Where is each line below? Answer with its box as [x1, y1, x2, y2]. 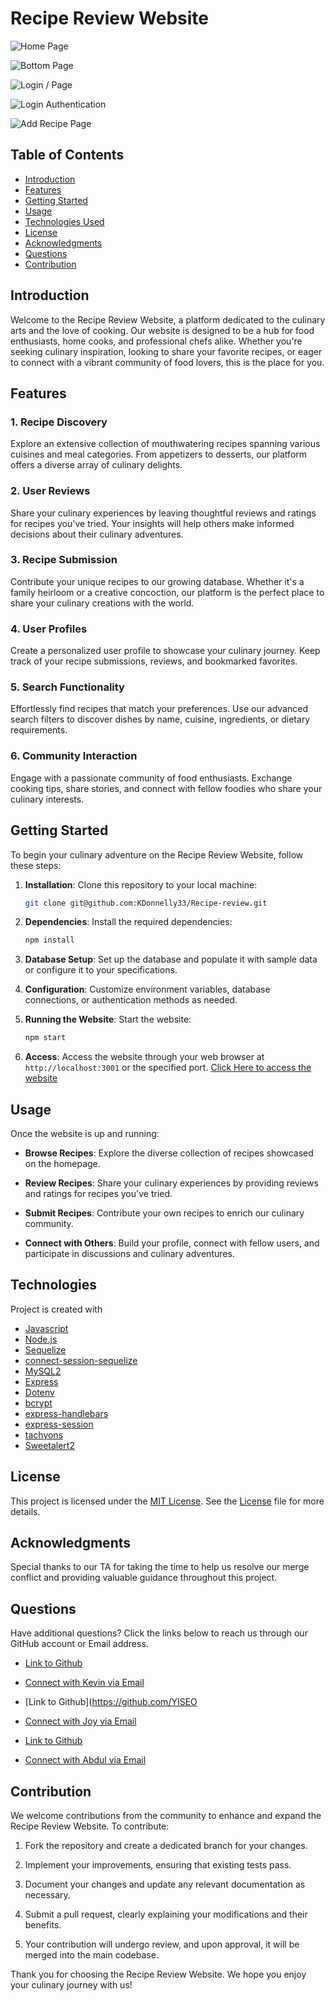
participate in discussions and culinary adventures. [24, 1247, 235, 1259]
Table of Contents [10, 147, 125, 164]
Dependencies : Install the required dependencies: [24, 916, 233, 928]
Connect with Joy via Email [24, 1715, 137, 1727]
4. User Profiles [10, 622, 88, 636]
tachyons [24, 1428, 64, 1441]
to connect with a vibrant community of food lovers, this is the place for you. [10, 356, 325, 368]
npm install [24, 935, 75, 946]
